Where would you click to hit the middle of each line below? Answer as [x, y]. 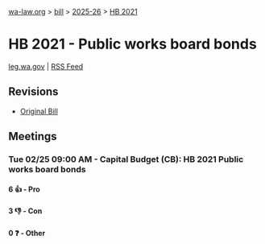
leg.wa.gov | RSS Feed [46, 66]
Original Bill [39, 111]
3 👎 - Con [25, 211]
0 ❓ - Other [27, 233]
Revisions [33, 92]
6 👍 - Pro [24, 189]
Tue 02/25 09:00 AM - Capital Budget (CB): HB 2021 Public [126, 159]
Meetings [33, 136]
